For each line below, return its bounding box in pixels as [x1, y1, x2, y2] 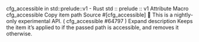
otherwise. [6, 30, 33, 37]
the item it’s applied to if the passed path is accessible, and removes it [6, 24, 179, 31]
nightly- [174, 11, 193, 18]
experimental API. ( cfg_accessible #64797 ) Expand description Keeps [17, 18, 193, 24]
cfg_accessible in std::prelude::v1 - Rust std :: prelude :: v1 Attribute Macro [6, 5, 189, 12]
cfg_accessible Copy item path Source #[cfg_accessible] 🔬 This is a [6, 11, 173, 18]
